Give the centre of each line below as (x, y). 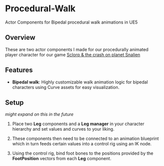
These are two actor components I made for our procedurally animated (77, 49)
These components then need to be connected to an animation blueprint (85, 138)
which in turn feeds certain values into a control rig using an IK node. (82, 144)
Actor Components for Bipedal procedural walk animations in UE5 (71, 22)
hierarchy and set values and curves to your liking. (63, 129)
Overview (20, 38)
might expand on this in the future (39, 114)
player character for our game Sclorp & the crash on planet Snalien (73, 55)
